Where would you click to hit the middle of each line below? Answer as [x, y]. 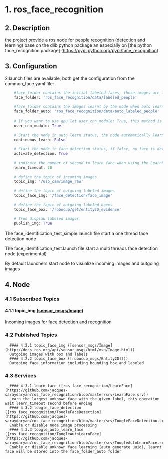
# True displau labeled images [47, 219]
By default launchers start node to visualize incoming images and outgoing [82, 263]
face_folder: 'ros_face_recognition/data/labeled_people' [76, 97]
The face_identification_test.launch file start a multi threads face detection [82, 248]
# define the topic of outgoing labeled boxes [63, 205]
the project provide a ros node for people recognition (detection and [75, 40]
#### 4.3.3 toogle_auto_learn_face [47, 430]
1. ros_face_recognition [54, 9]
